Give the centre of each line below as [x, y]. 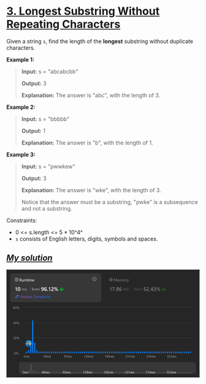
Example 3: [21, 154]
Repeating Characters [63, 24]
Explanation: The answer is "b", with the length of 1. [87, 143]
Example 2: [21, 107]
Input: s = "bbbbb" [45, 119]
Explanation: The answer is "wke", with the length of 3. [91, 190]
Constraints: [22, 220]
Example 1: [21, 59]
